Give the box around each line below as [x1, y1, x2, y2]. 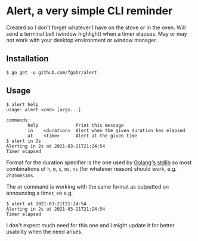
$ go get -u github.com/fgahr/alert [6, 70, 97, 76]
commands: [6, 117, 31, 123]
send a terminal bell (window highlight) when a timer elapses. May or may [6, 30, 187, 37]
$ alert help [6, 101, 39, 108]
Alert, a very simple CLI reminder [6, 4, 173, 18]
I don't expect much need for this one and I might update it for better [6, 221, 175, 229]
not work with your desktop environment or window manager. [6, 36, 157, 43]
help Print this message [27, 122, 124, 129]
